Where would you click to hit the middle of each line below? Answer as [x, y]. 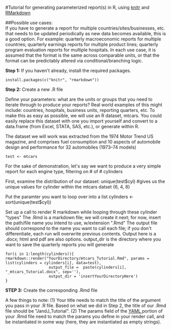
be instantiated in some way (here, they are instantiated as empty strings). [83, 322]
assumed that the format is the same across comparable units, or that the [82, 55]
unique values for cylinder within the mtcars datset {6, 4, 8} [68, 187]
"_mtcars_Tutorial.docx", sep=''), [43, 272]
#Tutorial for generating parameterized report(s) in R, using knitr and [77, 7]
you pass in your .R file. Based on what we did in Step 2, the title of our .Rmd [86, 305]
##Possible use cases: [29, 23]
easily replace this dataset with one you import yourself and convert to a [81, 121]
